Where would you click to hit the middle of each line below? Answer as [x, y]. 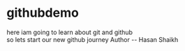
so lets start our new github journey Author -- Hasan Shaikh [92, 39]
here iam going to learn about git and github [70, 32]
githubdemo [43, 13]
